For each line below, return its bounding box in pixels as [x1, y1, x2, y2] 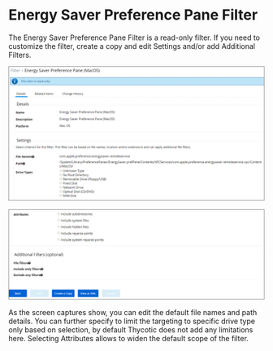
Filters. [8, 50, 32, 59]
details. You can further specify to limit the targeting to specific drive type [8, 316, 256, 327]
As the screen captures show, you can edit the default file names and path [8, 308, 258, 318]
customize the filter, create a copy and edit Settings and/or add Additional [8, 41, 256, 50]
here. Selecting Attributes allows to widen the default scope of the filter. [8, 334, 249, 344]
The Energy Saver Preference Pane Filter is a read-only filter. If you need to [8, 33, 261, 42]
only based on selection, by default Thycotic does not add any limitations [8, 325, 253, 335]
